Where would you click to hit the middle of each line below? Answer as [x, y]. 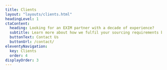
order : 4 [19, 55]
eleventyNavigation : [27, 46]
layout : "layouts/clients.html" [39, 14]
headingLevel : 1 [22, 19]
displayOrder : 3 [22, 60]
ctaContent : [17, 23]
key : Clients [23, 51]
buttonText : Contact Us [34, 37]
